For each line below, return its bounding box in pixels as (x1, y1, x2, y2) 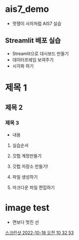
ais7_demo (5, 3, 49, 15)
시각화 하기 (12, 63, 34, 69)
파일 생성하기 (12, 174, 38, 180)
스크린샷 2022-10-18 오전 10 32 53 (5, 230, 74, 236)
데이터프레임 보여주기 (12, 57, 54, 62)
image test (5, 202, 49, 213)
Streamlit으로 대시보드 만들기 (12, 51, 69, 57)
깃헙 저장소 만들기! (12, 163, 48, 169)
